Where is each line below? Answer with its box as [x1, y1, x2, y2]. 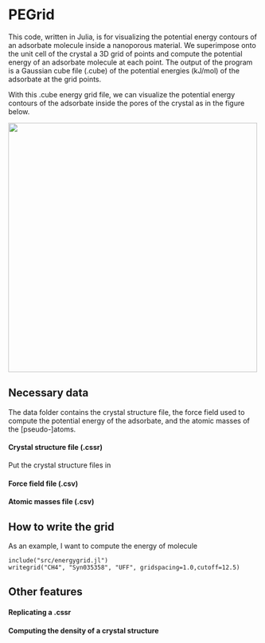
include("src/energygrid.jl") [8, 556, 109, 564]
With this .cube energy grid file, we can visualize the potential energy [8, 89, 236, 99]
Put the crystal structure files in [8, 460, 111, 470]
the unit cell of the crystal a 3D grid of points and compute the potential [8, 49, 243, 58]
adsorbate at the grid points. [8, 74, 102, 84]
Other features [8, 585, 83, 599]
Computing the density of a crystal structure [8, 625, 159, 635]
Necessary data [8, 386, 89, 400]
